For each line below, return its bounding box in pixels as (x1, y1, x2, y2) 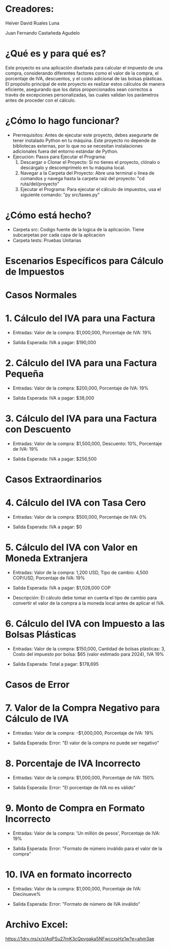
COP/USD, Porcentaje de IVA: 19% (12, 575, 85, 581)
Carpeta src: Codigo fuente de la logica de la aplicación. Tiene (12, 226, 144, 232)
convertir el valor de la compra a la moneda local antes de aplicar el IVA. (12, 600, 165, 606)
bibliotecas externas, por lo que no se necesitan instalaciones (12, 142, 143, 149)
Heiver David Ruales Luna (5, 20, 60, 26)
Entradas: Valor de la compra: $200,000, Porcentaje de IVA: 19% (12, 385, 149, 391)
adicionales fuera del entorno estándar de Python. (12, 148, 118, 154)
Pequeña (5, 368, 44, 380)
